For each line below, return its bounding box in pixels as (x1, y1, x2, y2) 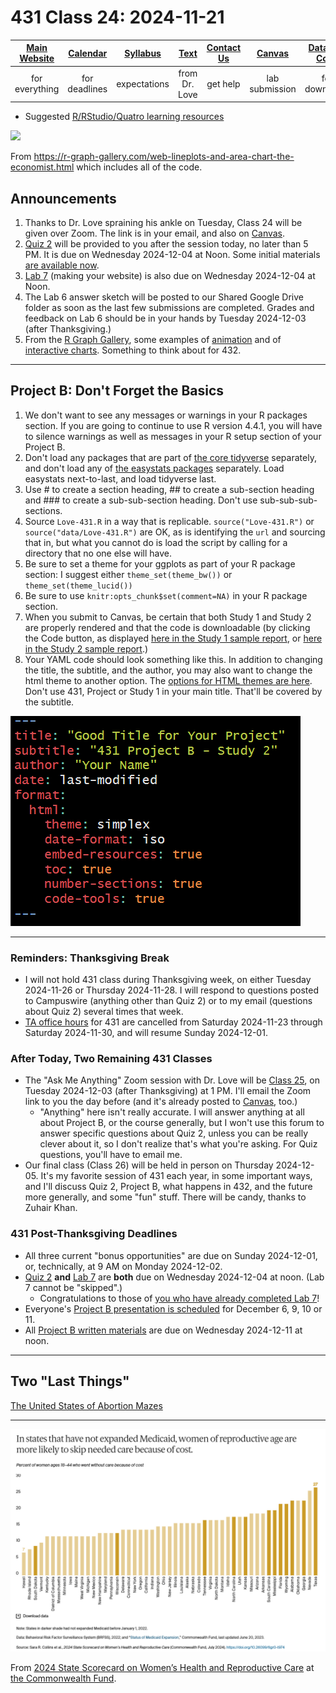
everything (14, 83, 60, 95)
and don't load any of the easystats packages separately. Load (24, 462, 285, 474)
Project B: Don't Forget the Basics (10, 382, 225, 400)
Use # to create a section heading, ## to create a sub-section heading (24, 483, 315, 495)
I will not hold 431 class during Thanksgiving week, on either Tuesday (24, 974, 312, 986)
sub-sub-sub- (259, 494, 318, 506)
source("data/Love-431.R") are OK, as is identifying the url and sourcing (24, 526, 326, 538)
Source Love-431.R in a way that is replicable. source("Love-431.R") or (24, 515, 315, 527)
